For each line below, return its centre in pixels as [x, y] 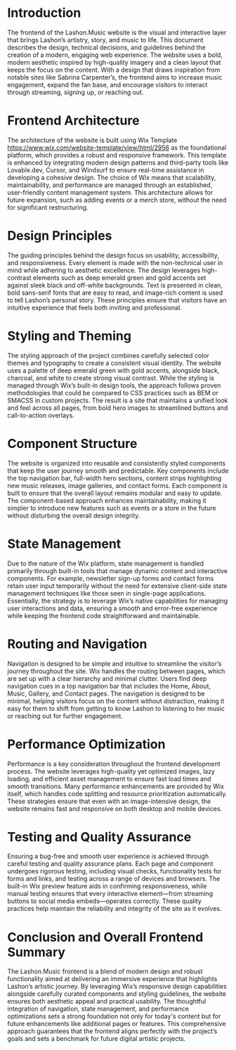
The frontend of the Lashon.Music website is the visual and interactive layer [117, 32]
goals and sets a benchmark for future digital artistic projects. [97, 1039]
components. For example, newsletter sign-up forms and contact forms [111, 578]
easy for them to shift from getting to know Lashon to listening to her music [116, 708]
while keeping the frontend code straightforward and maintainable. [104, 615]
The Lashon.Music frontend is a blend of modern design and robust [105, 971]
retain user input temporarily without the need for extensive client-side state [117, 586]
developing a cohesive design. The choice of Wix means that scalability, [112, 177]
